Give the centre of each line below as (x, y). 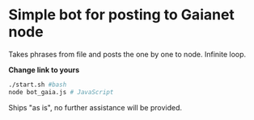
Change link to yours (44, 69)
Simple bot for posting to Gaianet (121, 15)
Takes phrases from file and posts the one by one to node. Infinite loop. (127, 54)
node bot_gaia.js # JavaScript (61, 92)
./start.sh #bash (38, 85)
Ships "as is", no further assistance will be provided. (95, 107)
